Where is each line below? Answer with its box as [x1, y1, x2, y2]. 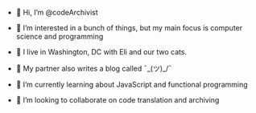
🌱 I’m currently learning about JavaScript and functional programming [15, 80, 248, 89]
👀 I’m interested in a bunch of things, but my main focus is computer [15, 23, 243, 32]
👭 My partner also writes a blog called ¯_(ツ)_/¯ [15, 64, 172, 73]
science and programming [15, 32, 104, 41]
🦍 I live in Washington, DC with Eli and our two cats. [15, 47, 188, 56]
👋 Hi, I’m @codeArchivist [15, 8, 98, 17]
